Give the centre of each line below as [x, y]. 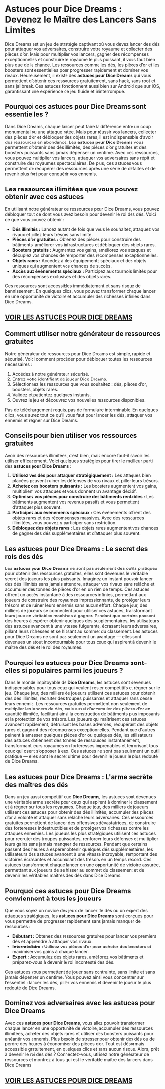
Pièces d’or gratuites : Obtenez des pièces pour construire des [77, 239]
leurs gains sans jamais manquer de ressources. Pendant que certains [76, 844]
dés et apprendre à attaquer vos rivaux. [52, 941]
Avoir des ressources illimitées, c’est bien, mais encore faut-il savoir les [77, 455]
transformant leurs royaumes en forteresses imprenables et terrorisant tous [82, 746]
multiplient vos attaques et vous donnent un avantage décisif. [75, 491]
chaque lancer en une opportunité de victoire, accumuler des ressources [79, 1028]
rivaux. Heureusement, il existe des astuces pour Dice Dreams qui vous [78, 75]
